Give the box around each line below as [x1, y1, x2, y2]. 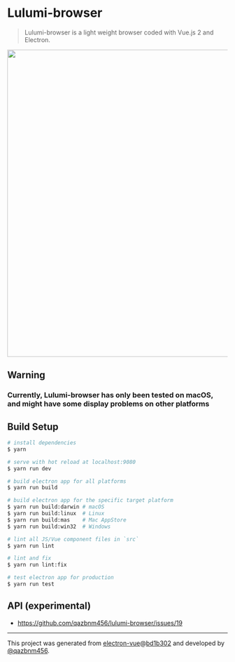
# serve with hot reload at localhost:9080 [7, 458, 136, 465]
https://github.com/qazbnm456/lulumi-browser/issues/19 [17, 618, 183, 627]
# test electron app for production [7, 574, 114, 581]
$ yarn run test [7, 581, 55, 588]
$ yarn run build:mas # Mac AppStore [7, 516, 127, 524]
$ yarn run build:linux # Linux [7, 510, 105, 517]
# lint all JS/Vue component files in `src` [7, 536, 139, 543]
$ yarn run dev [7, 465, 52, 472]
